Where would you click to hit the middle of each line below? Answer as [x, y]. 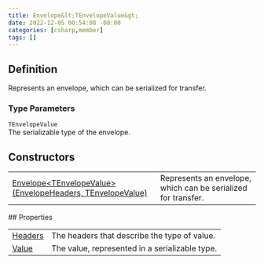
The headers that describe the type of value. [133, 236]
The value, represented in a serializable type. [134, 248]
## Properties [30, 218]
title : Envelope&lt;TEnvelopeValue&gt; [73, 15]
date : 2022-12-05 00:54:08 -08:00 [65, 23]
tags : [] [22, 37]
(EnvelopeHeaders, [48, 193]
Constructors [42, 157]
